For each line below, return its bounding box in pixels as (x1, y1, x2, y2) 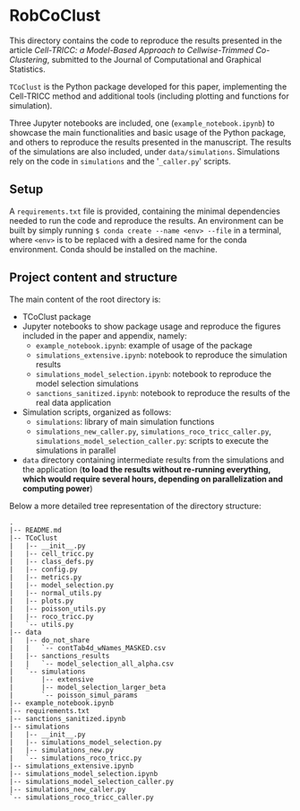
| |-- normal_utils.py (9, 588, 102, 597)
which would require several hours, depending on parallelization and (21, 473, 284, 484)
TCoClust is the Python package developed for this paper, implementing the (9, 81, 287, 92)
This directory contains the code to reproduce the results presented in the (9, 35, 282, 46)
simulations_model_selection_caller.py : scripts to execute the (35, 435, 269, 445)
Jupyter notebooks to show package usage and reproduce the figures (21, 321, 281, 331)
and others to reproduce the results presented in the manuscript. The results (9, 137, 292, 147)
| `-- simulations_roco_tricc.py (9, 754, 142, 763)
